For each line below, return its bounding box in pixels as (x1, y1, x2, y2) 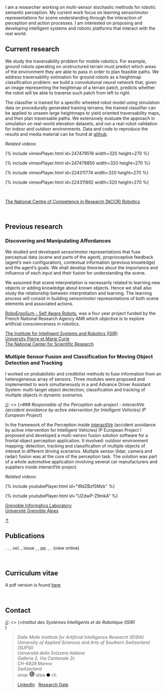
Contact (5, 606, 31, 615)
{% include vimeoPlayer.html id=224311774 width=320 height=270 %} (5, 169, 149, 175)
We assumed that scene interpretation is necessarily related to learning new (5, 279, 161, 285)
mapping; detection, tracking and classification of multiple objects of (5, 443, 145, 449)
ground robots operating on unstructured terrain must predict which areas (5, 63, 156, 69)
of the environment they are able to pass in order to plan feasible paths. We (5, 69, 160, 75)
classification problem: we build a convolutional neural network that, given (5, 79, 157, 85)
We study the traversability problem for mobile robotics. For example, (5, 58, 147, 64)
